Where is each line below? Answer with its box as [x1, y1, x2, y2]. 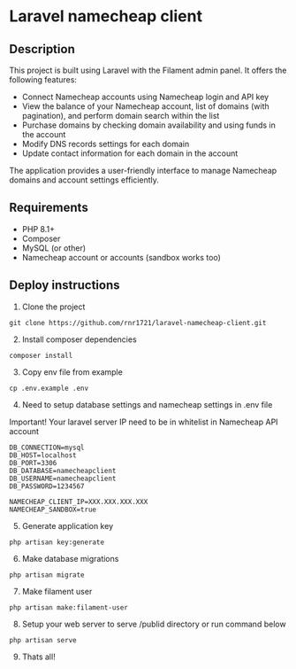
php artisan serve [9, 635, 77, 644]
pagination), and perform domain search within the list [21, 111, 220, 121]
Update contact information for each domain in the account [21, 148, 239, 159]
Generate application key [21, 520, 113, 531]
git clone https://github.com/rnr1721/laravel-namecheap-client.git [9, 318, 267, 327]
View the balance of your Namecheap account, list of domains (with [21, 101, 269, 112]
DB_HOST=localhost [9, 450, 77, 460]
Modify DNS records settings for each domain [21, 139, 190, 149]
